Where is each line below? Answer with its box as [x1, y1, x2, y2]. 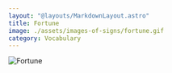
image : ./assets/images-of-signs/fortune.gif [8, 26, 164, 34]
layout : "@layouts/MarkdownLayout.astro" [8, 11, 150, 20]
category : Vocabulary [8, 34, 82, 43]
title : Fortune [8, 19, 60, 27]
